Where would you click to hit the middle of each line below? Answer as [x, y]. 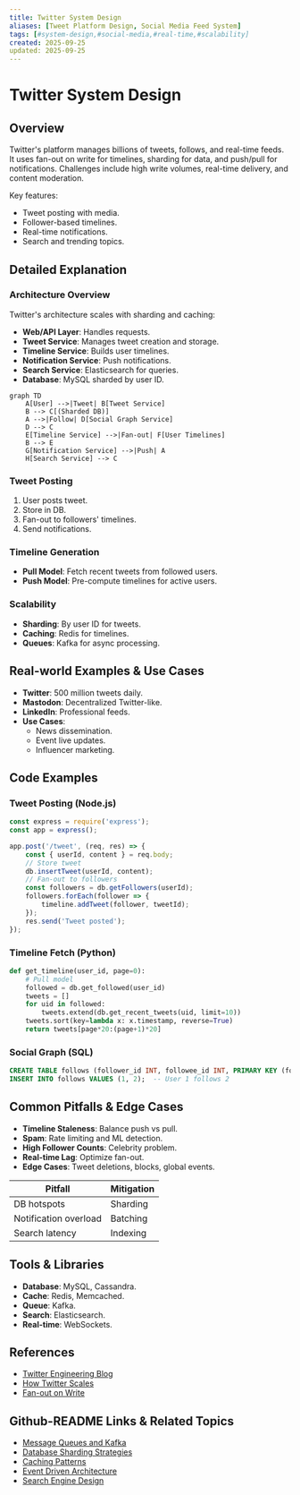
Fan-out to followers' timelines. [79, 519]
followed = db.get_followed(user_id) [96, 987]
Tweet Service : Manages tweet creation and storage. [121, 341]
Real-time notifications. [65, 232]
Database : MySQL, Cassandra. [79, 1286]
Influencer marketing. [75, 749]
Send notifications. [57, 529]
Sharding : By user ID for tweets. [81, 624]
